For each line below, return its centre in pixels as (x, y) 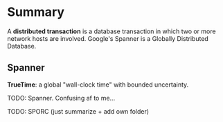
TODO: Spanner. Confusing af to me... (61, 98)
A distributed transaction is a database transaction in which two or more (111, 31)
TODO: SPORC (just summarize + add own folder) (78, 111)
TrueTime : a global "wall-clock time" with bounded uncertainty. (98, 85)
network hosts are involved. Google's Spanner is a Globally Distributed (108, 38)
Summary (36, 12)
